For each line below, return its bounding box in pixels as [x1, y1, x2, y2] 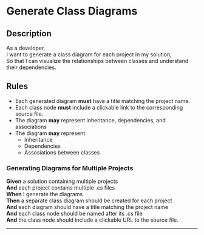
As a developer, [6, 44, 46, 51]
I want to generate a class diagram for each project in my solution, [6, 51, 172, 58]
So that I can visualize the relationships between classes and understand [6, 58, 189, 64]
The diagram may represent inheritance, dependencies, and [15, 116, 166, 124]
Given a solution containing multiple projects [6, 177, 118, 185]
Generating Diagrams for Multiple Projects [6, 164, 134, 172]
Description [6, 28, 52, 39]
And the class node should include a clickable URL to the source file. [6, 216, 178, 223]
